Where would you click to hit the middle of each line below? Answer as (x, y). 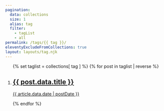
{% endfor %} (27, 104)
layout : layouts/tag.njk (31, 52)
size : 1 (18, 19)
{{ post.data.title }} (43, 82)
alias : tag (21, 24)
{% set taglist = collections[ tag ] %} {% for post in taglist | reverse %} (86, 66)
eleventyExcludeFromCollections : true (46, 47)
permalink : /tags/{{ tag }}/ (36, 43)
